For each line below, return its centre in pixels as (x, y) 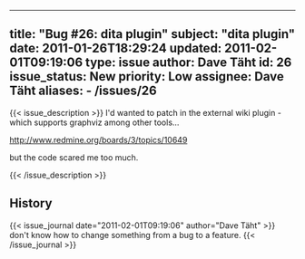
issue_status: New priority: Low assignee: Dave (147, 77)
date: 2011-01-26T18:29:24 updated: (116, 48)
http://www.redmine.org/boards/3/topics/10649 (98, 139)
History (31, 203)
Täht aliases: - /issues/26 (83, 91)
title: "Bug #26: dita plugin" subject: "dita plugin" (152, 34)
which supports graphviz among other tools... (94, 122)
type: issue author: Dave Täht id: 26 (188, 63)
